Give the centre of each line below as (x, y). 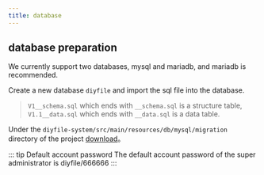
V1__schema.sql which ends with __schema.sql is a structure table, (135, 106)
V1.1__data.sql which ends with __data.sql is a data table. (124, 114)
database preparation (63, 48)
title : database (35, 15)
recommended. (33, 75)
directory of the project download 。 (67, 139)
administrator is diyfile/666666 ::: (63, 163)
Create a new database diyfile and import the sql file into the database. (126, 90)
